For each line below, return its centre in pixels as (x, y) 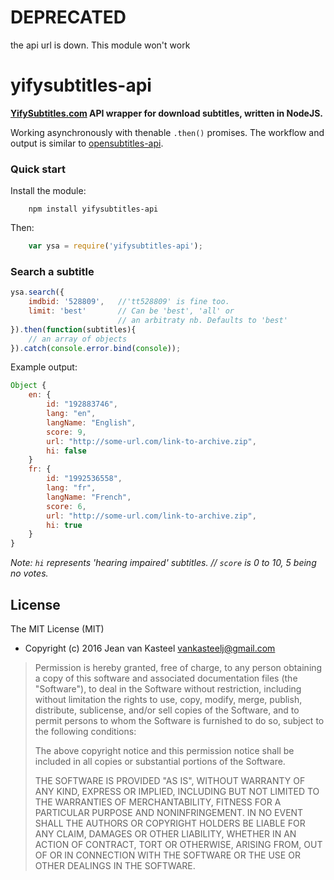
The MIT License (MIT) (57, 629)
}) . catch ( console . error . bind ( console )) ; (96, 348)
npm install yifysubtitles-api (93, 209)
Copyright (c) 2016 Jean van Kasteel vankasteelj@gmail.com (150, 648)
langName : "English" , (91, 422)
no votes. (29, 573)
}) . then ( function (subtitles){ (73, 329)
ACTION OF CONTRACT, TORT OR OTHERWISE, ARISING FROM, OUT (178, 845)
